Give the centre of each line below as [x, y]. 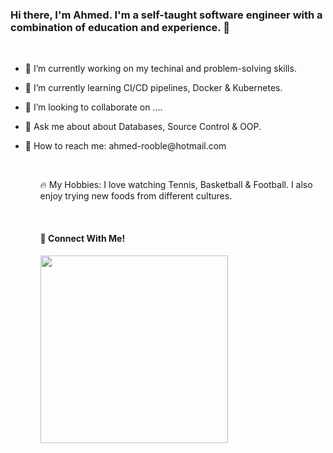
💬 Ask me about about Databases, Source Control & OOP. [143, 127]
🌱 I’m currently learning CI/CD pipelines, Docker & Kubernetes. [153, 88]
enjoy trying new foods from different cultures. [136, 196]
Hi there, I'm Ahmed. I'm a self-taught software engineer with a [166, 15]
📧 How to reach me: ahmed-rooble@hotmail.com [125, 146]
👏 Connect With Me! [82, 238]
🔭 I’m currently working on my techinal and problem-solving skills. [160, 69]
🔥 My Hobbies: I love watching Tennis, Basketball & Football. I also [176, 185]
